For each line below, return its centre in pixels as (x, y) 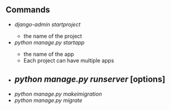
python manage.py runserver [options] (90, 80)
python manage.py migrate (48, 100)
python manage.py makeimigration (58, 94)
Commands (28, 10)
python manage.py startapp (50, 42)
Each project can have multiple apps (69, 60)
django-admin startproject (47, 24)
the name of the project (53, 36)
